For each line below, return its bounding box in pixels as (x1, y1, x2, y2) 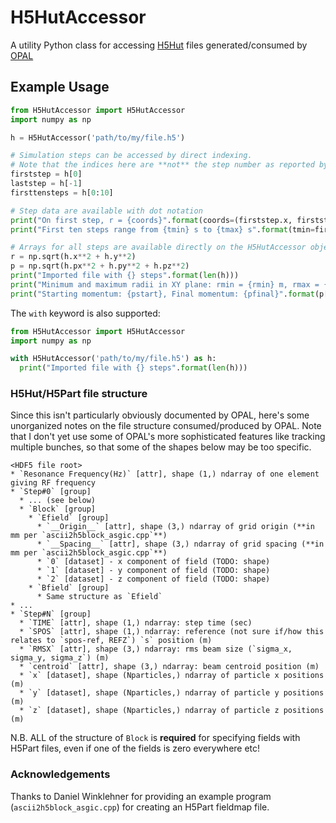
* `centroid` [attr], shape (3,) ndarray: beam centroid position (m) (19, 662, 320, 672)
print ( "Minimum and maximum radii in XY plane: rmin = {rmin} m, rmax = (10, 279, 320, 290)
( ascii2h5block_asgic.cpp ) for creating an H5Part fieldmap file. (10, 801, 270, 813)
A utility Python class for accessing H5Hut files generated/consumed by (10, 39, 308, 51)
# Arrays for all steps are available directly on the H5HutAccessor (10, 242, 307, 253)
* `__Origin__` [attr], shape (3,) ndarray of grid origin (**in (36, 522, 315, 532)
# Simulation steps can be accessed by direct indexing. (10, 151, 253, 161)
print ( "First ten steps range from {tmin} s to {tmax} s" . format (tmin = (10, 224, 315, 235)
